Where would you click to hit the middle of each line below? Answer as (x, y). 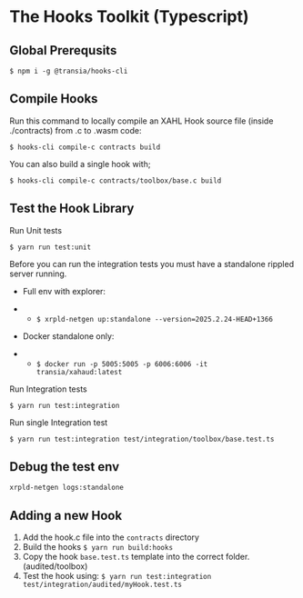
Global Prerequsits (63, 50)
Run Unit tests (35, 230)
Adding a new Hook (66, 515)
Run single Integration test (59, 422)
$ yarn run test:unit (50, 247)
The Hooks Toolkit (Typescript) (129, 17)
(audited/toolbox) (55, 566)
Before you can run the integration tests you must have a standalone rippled (151, 264)
